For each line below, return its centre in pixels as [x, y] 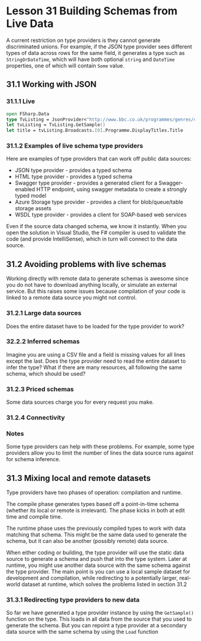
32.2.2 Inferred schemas [43, 342]
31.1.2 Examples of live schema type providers [75, 146]
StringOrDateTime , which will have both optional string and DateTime [91, 59]
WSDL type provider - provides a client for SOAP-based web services [101, 215]
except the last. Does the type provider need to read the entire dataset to [96, 361]
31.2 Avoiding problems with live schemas [86, 264]
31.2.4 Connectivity [36, 418]
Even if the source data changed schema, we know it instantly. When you [97, 226]
